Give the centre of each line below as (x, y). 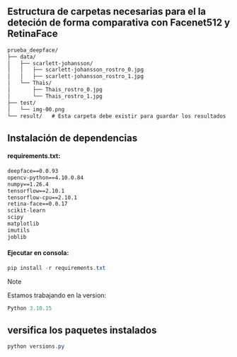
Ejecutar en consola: (38, 253)
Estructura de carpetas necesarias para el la (107, 12)
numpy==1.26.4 (28, 184)
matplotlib (23, 224)
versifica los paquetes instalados (82, 330)
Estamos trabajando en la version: (57, 295)
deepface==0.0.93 (33, 171)
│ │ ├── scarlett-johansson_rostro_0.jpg (75, 70)
